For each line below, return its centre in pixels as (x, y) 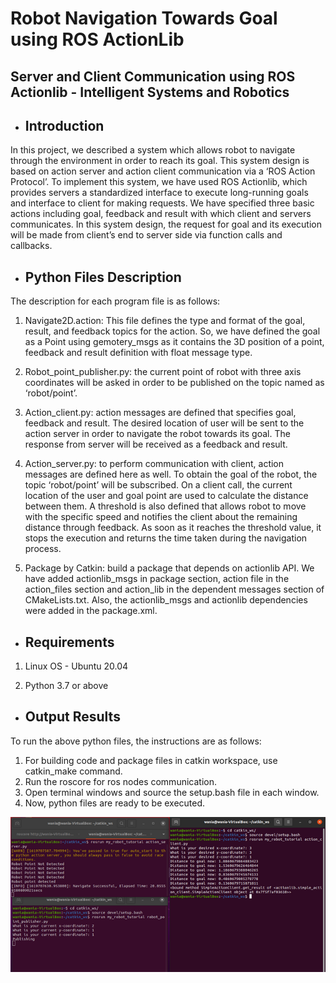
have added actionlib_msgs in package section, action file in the (157, 579)
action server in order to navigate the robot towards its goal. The (157, 434)
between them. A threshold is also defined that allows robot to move (165, 506)
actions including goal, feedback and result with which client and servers (161, 214)
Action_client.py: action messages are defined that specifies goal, (160, 413)
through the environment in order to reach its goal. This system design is (160, 161)
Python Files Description (103, 277)
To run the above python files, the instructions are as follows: (136, 741)
